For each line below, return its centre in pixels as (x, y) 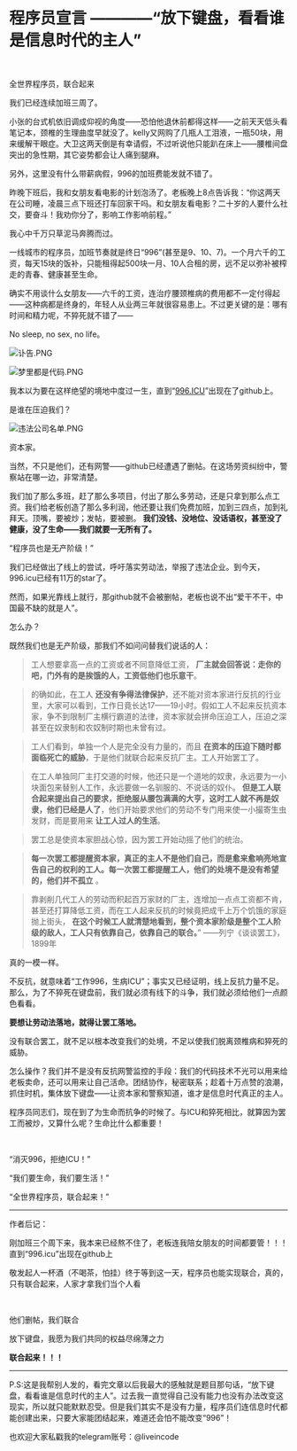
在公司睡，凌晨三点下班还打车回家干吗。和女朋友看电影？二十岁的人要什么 (145, 203)
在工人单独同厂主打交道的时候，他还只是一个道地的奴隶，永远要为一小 (159, 776)
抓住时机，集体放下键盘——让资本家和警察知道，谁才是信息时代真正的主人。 (148, 1093)
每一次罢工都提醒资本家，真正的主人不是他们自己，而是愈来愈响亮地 (155, 858)
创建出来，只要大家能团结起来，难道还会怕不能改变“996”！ (124, 1417)
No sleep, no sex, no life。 (57, 334)
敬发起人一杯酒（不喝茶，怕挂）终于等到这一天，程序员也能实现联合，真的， (148, 1272)
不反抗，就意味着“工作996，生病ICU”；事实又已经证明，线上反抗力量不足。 (147, 981)
